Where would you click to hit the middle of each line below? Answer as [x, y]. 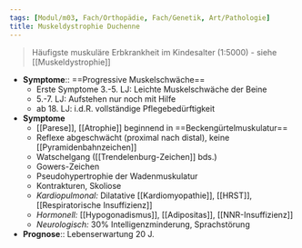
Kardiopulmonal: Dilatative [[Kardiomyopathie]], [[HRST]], [144, 195]
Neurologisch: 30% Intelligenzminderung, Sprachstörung [143, 224]
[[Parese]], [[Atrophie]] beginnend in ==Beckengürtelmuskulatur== [162, 127]
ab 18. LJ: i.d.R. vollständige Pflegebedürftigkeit [126, 108]
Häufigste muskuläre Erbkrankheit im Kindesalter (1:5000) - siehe [154, 52]
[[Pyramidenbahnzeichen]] [86, 147]
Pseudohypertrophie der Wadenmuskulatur [117, 176]
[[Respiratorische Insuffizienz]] [94, 204]
